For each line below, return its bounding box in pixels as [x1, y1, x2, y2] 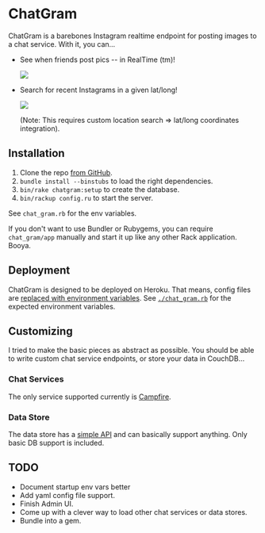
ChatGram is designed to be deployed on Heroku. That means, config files [8, 285, 252, 294]
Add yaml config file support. [19, 490, 115, 500]
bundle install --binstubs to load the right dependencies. [19, 176, 213, 186]
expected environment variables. [8, 301, 116, 311]
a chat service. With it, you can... [8, 39, 116, 48]
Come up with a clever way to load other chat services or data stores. [19, 507, 248, 516]
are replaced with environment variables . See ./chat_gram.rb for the [8, 293, 232, 302]
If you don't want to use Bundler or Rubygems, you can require [8, 224, 213, 233]
